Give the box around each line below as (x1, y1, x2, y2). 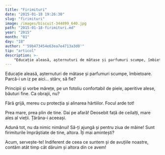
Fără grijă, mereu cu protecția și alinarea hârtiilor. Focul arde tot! (5, 100, 135, 106)
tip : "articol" (5, 48, 36, 53)
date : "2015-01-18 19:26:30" (5, 12, 65, 17)
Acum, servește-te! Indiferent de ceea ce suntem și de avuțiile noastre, (5, 139, 149, 145)
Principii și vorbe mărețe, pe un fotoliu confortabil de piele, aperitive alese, (5, 85, 156, 91)
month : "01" (5, 35, 29, 40)
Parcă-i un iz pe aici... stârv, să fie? (5, 76, 76, 82)
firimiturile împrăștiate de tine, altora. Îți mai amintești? (5, 129, 114, 135)
